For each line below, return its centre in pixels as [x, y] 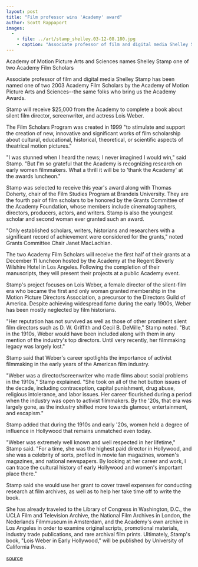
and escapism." [25, 413]
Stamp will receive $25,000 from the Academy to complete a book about [94, 109]
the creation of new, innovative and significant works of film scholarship [93, 133]
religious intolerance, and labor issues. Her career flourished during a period [99, 394]
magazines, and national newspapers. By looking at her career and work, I [96, 461]
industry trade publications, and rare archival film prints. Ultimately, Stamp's [98, 534]
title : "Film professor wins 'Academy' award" [64, 17]
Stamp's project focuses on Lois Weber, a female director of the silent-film [96, 285]
